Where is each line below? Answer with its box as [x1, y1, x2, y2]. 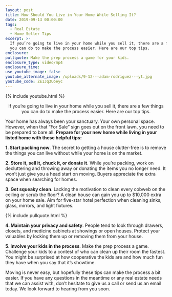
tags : [5, 22, 17, 27]
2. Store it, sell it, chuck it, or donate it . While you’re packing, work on [5, 160, 154, 166]
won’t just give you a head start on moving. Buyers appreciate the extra [5, 171, 156, 177]
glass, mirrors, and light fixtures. [5, 202, 74, 208]
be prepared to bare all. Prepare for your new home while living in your [5, 129, 157, 135]
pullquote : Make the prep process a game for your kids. [5, 55, 130, 60]
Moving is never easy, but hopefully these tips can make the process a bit [5, 269, 161, 275]
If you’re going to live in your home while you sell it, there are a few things [8, 103, 164, 109]
